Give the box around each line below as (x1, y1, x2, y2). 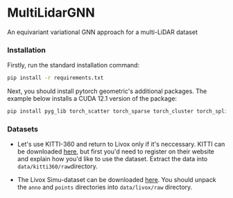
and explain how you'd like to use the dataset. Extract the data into (17, 155, 208, 163)
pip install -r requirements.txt (7, 74, 104, 81)
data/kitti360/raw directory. (17, 162, 98, 171)
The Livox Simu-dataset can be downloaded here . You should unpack (17, 176, 216, 184)
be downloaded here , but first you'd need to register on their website (17, 147, 215, 156)
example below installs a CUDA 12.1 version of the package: (7, 94, 178, 103)
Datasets (7, 124, 38, 133)
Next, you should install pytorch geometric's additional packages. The (7, 87, 207, 95)
